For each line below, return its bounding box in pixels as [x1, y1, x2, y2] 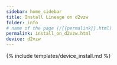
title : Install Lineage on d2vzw [6, 14, 89, 20]
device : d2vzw [6, 36, 41, 42]
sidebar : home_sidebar [6, 8, 62, 15]
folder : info [6, 19, 38, 25]
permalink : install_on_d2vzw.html [6, 31, 92, 37]
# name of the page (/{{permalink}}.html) [6, 25, 112, 31]
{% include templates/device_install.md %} [6, 53, 111, 59]
